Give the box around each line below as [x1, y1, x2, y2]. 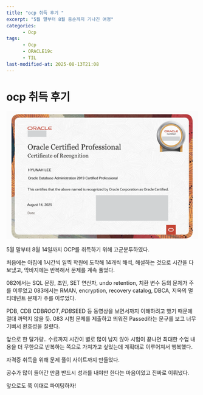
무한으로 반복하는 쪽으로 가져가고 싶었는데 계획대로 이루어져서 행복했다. [24, 343, 193, 351]
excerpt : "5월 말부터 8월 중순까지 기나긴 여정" [6, 16, 114, 23]
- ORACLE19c [22, 49, 53, 55]
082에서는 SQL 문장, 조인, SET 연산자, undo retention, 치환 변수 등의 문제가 [6, 279, 188, 287]
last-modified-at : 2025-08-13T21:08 [6, 61, 99, 67]
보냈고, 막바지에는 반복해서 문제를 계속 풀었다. [6, 267, 115, 274]
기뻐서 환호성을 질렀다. [6, 323, 60, 330]
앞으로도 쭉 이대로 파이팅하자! [6, 382, 77, 390]
